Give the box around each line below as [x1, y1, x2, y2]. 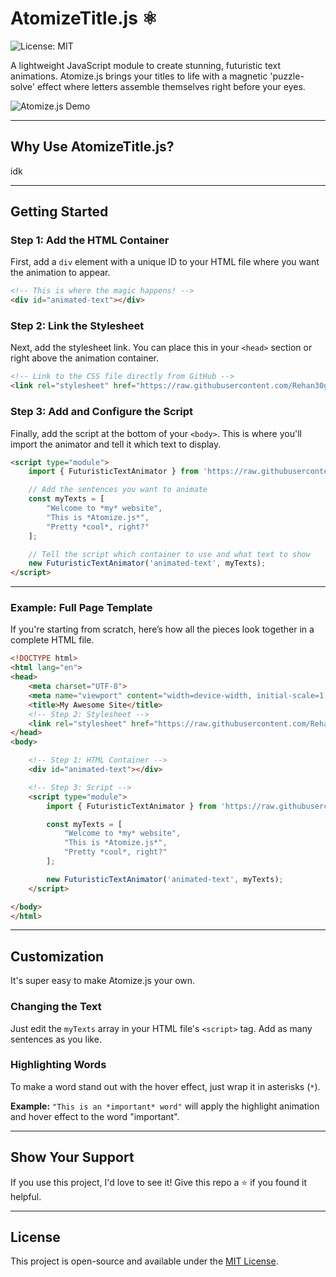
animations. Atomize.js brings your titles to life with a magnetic [10, 70, 268, 82]
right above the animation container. [10, 352, 160, 364]
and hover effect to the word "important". [10, 1110, 180, 1122]
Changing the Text [10, 1000, 102, 1014]
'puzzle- [269, 70, 305, 82]
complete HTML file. [10, 634, 95, 646]
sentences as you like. [10, 1033, 102, 1045]
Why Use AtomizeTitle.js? [10, 138, 175, 156]
